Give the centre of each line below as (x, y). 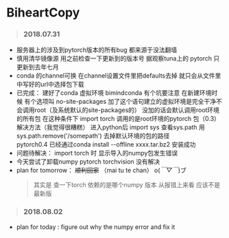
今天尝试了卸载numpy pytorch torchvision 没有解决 (88, 162)
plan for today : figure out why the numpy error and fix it (96, 227)
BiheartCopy (43, 13)
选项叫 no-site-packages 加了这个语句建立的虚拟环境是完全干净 (126, 102)
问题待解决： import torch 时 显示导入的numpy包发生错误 (97, 153)
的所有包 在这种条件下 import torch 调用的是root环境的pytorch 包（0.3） (118, 119)
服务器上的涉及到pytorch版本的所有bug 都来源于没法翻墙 (97, 50)
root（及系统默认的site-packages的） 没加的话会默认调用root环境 (127, 110)
